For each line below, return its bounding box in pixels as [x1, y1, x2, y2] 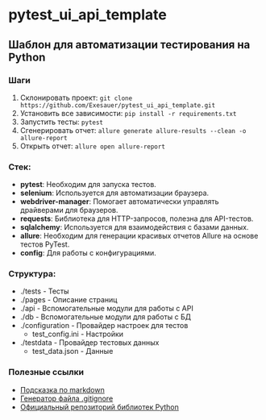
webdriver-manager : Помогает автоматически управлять [19, 197, 219, 206]
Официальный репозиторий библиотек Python [19, 401, 179, 412]
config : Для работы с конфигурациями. [19, 248, 157, 258]
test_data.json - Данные [31, 347, 114, 356]
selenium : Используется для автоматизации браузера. [19, 188, 210, 198]
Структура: [8, 268, 56, 280]
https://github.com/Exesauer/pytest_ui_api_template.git [19, 101, 216, 110]
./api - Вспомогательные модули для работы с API [19, 304, 193, 314]
